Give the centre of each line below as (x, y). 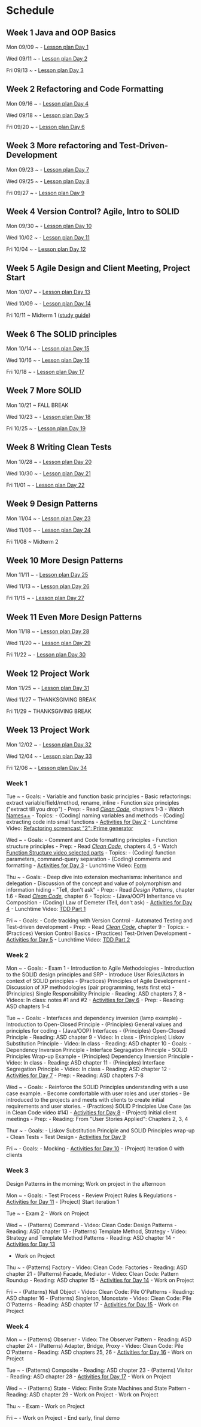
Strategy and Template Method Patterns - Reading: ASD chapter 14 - (91, 1237)
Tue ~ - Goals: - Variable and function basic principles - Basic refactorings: (99, 796)
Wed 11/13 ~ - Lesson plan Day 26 (48, 586)
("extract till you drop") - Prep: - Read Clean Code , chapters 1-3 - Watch (95, 809)
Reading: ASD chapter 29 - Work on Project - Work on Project (82, 1394)
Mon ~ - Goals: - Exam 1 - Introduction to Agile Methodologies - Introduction (100, 968)
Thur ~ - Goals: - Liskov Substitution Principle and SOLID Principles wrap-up (100, 1131)
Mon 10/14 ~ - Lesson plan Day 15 (48, 349)
